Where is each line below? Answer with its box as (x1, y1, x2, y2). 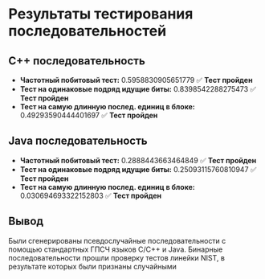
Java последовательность (8, 134, 148, 148)
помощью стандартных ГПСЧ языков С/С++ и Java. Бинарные (8, 244, 223, 254)
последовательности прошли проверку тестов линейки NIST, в (8, 252, 225, 262)
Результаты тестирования (8, 5, 194, 23)
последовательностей (8, 22, 167, 40)
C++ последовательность (8, 54, 146, 68)
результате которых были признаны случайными (8, 261, 177, 271)
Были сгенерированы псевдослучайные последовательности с (8, 236, 226, 245)
